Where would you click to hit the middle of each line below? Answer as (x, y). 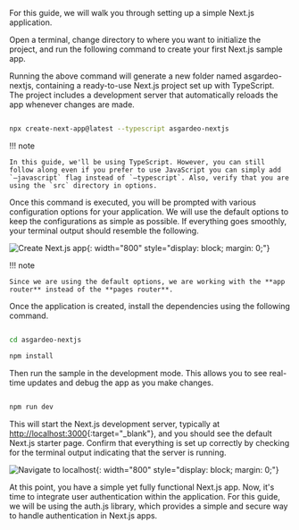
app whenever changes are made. (72, 105)
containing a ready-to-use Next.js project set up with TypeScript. (155, 85)
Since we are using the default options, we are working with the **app (147, 282)
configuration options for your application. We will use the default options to (149, 211)
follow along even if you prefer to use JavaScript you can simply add (145, 170)
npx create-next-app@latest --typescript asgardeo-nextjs (119, 129)
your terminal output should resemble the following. (104, 231)
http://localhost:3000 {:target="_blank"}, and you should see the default (141, 433)
